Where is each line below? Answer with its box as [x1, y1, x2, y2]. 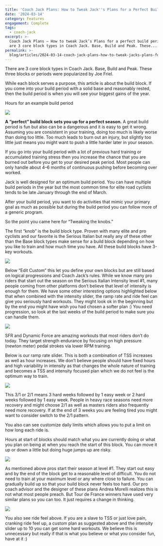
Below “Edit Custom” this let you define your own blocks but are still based [5, 268, 154, 273]
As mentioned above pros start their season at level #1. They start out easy [5, 466, 155, 471]
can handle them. [5, 314, 40, 320]
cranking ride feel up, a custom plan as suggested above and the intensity [5, 520, 153, 526]
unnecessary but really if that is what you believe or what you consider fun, [5, 531, 156, 537]
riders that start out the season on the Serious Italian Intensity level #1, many [5, 278, 158, 284]
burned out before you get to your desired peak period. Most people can [5, 159, 150, 165]
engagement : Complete [5, 20, 49, 26]
